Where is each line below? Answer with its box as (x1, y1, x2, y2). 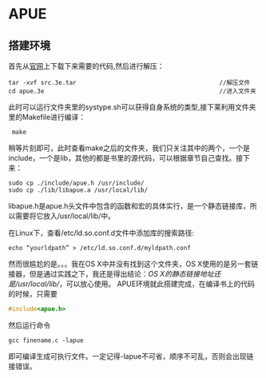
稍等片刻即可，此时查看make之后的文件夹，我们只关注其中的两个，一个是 (8, 143, 250, 153)
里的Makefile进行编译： (8, 113, 86, 121)
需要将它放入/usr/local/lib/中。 (14, 211, 116, 221)
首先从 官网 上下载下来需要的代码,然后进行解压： (8, 62, 165, 70)
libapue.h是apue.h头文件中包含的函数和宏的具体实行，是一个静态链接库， (8, 201, 250, 210)
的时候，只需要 (8, 289, 58, 298)
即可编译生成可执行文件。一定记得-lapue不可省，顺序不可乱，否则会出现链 (8, 351, 254, 360)
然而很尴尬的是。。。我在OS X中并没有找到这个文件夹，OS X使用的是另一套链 (8, 259, 259, 269)
